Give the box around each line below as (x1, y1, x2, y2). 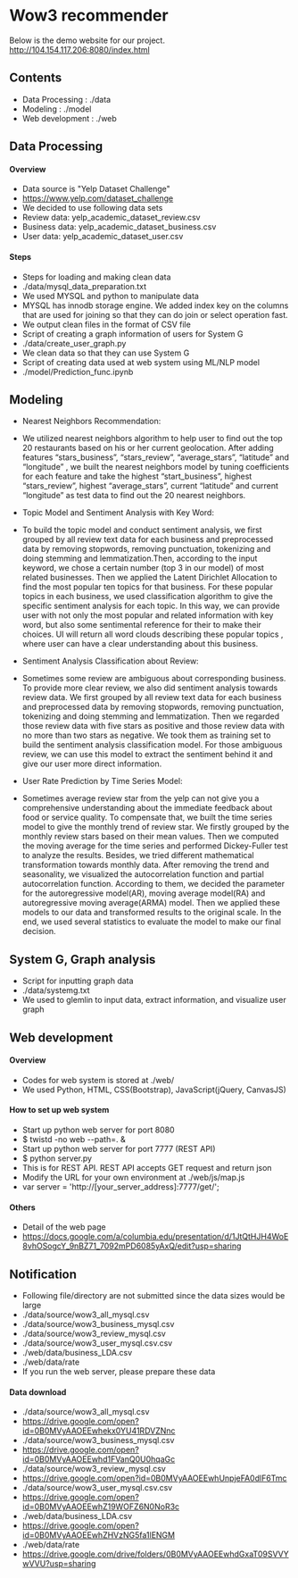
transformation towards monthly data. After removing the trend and (21, 859, 269, 871)
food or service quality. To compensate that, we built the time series (21, 812, 273, 822)
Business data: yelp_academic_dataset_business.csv (21, 221, 217, 232)
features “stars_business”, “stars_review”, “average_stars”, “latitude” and (21, 452, 290, 463)
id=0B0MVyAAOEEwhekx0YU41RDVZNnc (21, 1425, 176, 1436)
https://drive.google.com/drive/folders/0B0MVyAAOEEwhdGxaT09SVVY (21, 1549, 289, 1559)
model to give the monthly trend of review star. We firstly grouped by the (21, 822, 290, 832)
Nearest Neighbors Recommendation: (21, 416, 161, 427)
